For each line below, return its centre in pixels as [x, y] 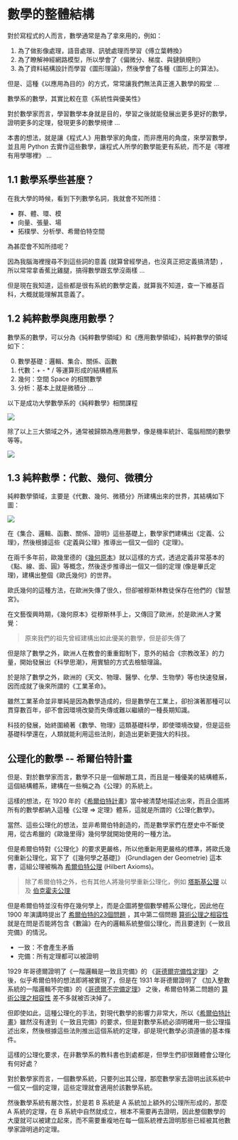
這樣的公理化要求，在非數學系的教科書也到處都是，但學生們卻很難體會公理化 [119, 1055]
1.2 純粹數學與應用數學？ [62, 319]
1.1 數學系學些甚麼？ [51, 180]
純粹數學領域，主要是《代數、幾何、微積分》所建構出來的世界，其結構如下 [116, 496]
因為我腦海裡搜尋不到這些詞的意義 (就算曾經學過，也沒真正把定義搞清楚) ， [117, 261]
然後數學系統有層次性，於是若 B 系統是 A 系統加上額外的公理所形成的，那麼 [118, 1103]
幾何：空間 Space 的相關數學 [60, 379]
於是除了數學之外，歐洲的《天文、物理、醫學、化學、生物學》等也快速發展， [119, 677]
